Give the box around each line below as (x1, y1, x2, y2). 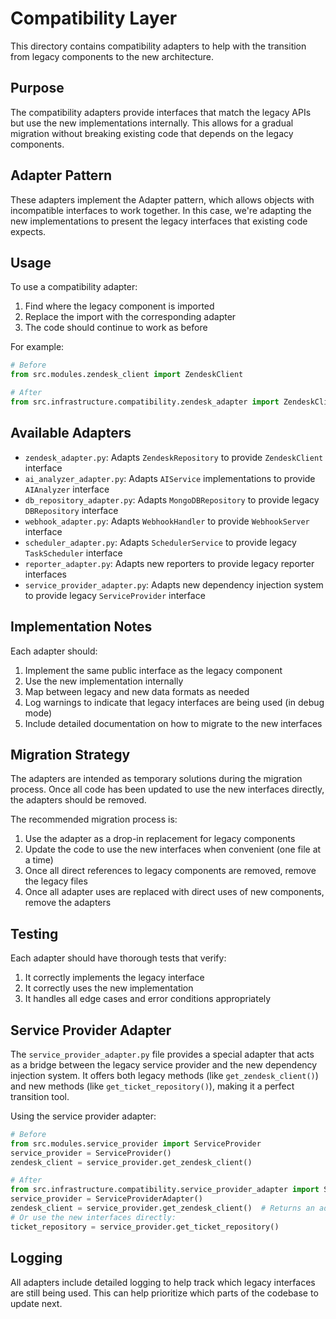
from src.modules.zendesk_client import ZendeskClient (10, 370, 244, 380)
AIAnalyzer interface (24, 483, 110, 495)
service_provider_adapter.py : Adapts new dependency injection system (24, 578, 324, 591)
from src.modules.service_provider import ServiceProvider (10, 1138, 262, 1149)
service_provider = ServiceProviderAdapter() (10, 1194, 203, 1204)
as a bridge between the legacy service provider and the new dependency (10, 1058, 318, 1071)
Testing (10, 925, 59, 942)
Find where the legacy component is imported (24, 300, 215, 312)
